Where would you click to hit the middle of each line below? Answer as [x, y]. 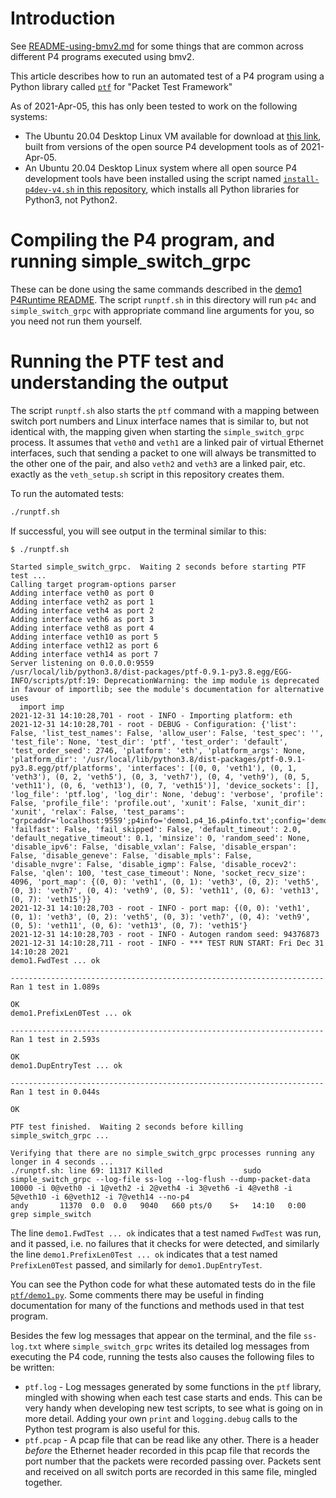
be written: [32, 1367]
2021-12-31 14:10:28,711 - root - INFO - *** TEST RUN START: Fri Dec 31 [167, 943]
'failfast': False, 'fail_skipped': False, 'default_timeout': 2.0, [156, 829]
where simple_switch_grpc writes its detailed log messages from [177, 1346]
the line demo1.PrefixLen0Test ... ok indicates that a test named [144, 1254]
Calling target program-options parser [93, 584]
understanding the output [119, 383]
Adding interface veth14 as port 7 [84, 654]
